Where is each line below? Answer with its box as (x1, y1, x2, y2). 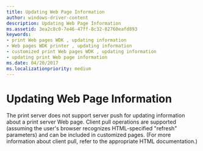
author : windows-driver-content (6, 15, 88, 21)
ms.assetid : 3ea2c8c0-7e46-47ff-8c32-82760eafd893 (6, 26, 138, 32)
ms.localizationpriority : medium (6, 65, 91, 72)
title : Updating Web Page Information (6, 9, 105, 15)
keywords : (6, 32, 32, 38)
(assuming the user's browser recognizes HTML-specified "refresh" (6, 125, 177, 132)
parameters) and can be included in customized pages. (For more (6, 132, 171, 139)
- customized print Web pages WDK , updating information (6, 49, 157, 55)
